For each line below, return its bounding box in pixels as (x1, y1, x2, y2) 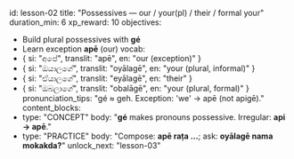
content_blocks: (21, 102, 82, 113)
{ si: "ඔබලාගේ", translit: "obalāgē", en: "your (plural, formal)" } (21, 83, 249, 93)
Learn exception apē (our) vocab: (21, 44, 145, 54)
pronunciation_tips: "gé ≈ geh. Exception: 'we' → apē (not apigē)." (21, 93, 265, 103)
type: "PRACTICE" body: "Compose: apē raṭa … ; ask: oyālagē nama (21, 131, 274, 141)
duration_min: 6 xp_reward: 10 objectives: (9, 17, 162, 28)
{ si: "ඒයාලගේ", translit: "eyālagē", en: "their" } (21, 73, 193, 83)
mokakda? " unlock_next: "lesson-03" (21, 140, 161, 150)
